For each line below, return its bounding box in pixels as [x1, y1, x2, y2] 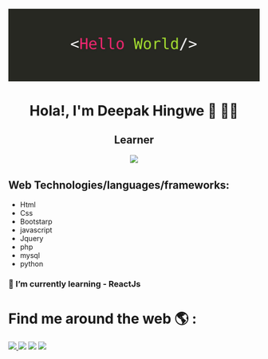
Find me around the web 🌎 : [8, 310, 197, 327]
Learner [114, 133, 154, 147]
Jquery [19, 233, 44, 243]
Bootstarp [19, 217, 53, 226]
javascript [19, 224, 53, 235]
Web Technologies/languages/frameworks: [8, 178, 230, 192]
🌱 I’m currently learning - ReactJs [8, 279, 141, 290]
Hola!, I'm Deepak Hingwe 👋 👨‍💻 [29, 101, 239, 119]
